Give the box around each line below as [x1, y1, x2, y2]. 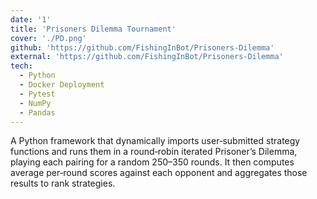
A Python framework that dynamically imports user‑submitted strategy [10, 135, 301, 147]
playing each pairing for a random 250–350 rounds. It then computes [10, 156, 295, 168]
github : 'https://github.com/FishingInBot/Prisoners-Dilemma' [10, 42, 275, 53]
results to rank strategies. [10, 177, 116, 190]
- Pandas [19, 107, 56, 118]
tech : [10, 61, 33, 71]
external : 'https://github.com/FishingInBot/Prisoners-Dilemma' [10, 52, 284, 62]
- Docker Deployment [19, 80, 105, 90]
